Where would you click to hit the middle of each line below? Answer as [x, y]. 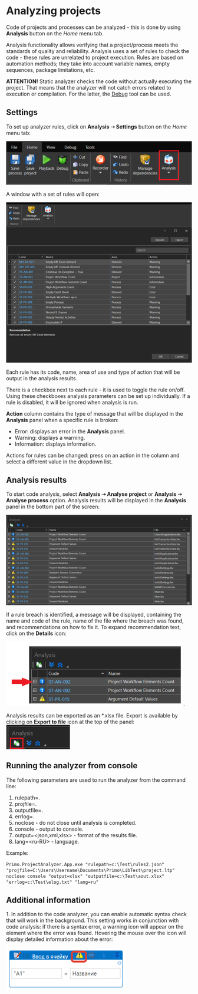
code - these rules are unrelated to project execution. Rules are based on [95, 57]
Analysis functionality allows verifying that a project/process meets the [92, 45]
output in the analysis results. [42, 378]
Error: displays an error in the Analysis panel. [70, 431]
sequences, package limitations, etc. [51, 70]
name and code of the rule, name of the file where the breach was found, [95, 621]
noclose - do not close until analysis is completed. [75, 822]
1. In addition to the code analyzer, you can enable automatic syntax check [97, 914]
